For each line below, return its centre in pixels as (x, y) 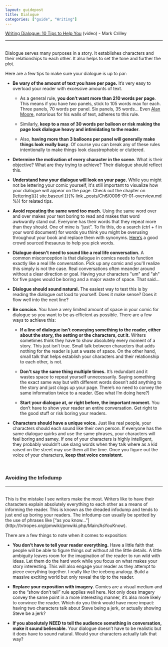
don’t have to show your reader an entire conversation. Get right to (88, 408)
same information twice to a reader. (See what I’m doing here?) (85, 393)
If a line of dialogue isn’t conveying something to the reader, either (90, 330)
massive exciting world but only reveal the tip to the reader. (73, 577)
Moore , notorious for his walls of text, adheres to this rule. (79, 114)
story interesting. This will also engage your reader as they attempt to (84, 566)
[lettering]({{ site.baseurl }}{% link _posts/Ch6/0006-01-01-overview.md (87, 196)
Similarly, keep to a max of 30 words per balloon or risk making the (90, 124)
